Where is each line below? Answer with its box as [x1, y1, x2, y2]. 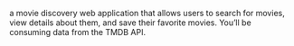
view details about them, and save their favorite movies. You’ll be [9, 17, 251, 28]
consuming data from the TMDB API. [9, 27, 147, 37]
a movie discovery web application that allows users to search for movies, [9, 8, 285, 18]
